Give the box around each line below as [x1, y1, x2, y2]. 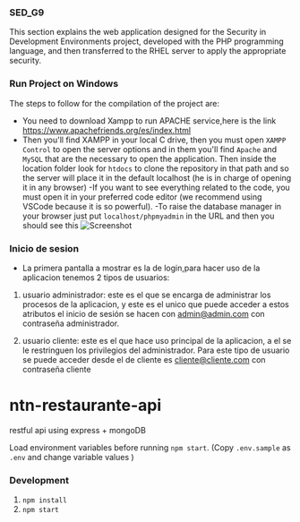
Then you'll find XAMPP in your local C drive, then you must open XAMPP [21, 134, 287, 145]
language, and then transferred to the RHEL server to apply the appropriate [9, 46, 287, 56]
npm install [21, 496, 67, 505]
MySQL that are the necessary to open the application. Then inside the [21, 153, 277, 164]
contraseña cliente [21, 364, 91, 374]
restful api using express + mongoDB [9, 424, 146, 435]
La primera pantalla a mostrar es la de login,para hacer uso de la [21, 262, 261, 273]
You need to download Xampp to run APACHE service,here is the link [21, 115, 277, 126]
